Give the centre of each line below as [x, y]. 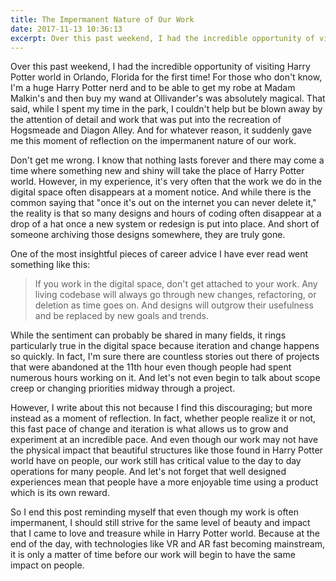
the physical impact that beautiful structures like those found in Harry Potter [166, 450]
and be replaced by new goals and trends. [121, 316]
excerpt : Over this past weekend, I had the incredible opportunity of [162, 38]
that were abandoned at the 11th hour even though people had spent [151, 367]
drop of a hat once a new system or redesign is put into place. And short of [165, 224]
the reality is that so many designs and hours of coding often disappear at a [166, 213]
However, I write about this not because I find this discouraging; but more [161, 408]
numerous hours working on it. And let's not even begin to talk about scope [165, 378]
